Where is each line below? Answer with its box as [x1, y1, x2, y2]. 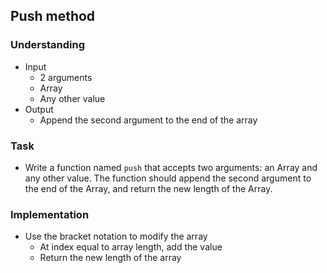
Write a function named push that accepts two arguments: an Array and [24, 161, 318, 173]
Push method [10, 8, 96, 25]
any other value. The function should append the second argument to [24, 172, 312, 184]
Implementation [10, 207, 90, 221]
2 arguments [39, 71, 93, 83]
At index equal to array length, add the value [39, 241, 223, 253]
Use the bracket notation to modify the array [24, 230, 208, 243]
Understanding [10, 38, 86, 52]
